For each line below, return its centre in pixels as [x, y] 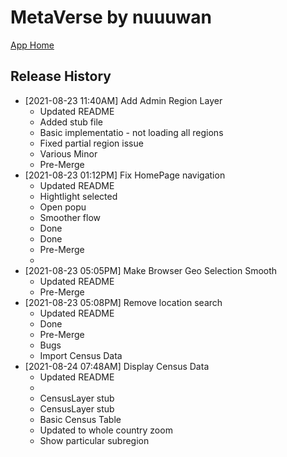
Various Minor [68, 153]
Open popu [63, 207]
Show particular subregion [94, 440]
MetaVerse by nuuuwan [111, 17]
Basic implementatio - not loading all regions [131, 132]
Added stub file [71, 122]
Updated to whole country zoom [106, 430]
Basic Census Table [80, 419]
